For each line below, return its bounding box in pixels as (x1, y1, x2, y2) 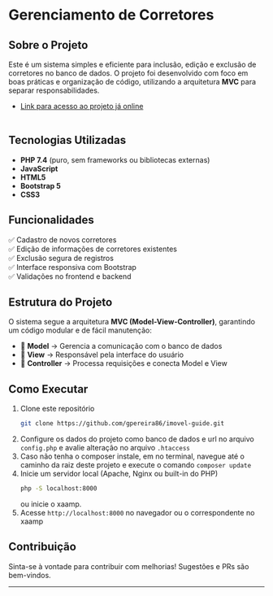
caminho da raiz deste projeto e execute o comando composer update (19, 460, 252, 470)
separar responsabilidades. (8, 85, 100, 95)
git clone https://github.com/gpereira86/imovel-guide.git (19, 420, 225, 428)
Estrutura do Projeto (8, 295, 113, 310)
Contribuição (8, 540, 77, 554)
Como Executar (8, 382, 89, 396)
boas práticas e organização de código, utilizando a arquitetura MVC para (8, 77, 257, 86)
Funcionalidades (8, 213, 95, 227)
